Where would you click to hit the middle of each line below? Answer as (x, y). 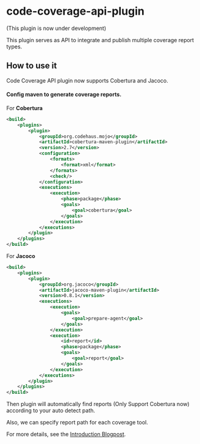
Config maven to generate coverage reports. (64, 94)
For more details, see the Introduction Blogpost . (66, 434)
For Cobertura (24, 108)
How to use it (32, 66)
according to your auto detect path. (51, 410)
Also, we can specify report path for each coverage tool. (77, 423)
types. (14, 46)
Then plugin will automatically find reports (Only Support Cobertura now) (98, 404)
